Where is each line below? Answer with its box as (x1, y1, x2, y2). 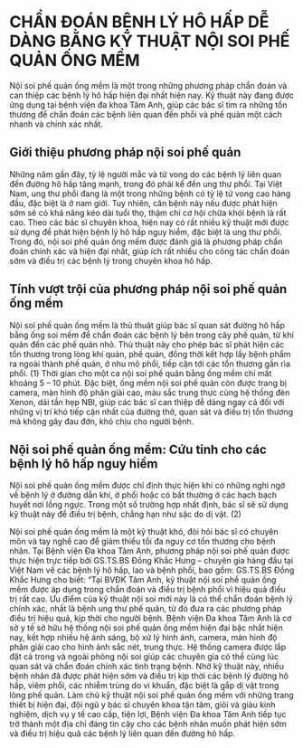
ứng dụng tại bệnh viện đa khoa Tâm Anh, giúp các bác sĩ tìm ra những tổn (9, 99, 288, 110)
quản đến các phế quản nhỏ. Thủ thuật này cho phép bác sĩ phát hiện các (9, 338, 285, 350)
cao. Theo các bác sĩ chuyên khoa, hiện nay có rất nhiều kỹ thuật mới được (9, 216, 289, 228)
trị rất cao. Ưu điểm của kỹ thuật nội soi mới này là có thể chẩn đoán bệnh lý (9, 593, 294, 604)
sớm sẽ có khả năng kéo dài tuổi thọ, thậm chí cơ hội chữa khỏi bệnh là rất (9, 207, 287, 218)
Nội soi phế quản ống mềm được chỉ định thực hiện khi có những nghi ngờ (9, 480, 286, 491)
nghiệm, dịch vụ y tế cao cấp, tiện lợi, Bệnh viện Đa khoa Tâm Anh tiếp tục (9, 709, 287, 720)
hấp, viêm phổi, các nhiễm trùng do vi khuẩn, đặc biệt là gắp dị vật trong (9, 680, 279, 691)
